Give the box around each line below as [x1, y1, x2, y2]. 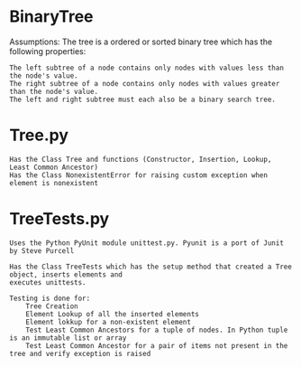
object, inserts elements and [9, 269, 123, 279]
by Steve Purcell [9, 246, 75, 255]
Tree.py [9, 125, 69, 146]
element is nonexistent [9, 178, 99, 187]
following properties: [9, 45, 87, 56]
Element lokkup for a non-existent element [25, 317, 192, 326]
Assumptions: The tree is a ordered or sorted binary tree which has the [9, 36, 273, 47]
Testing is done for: [9, 294, 91, 303]
